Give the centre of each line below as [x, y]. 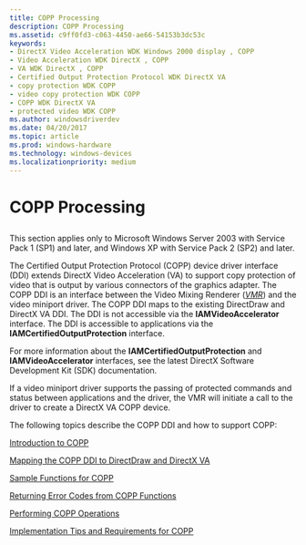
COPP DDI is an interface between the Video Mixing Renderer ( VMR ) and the [153, 295]
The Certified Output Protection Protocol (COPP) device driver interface [144, 266]
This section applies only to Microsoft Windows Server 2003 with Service [147, 239]
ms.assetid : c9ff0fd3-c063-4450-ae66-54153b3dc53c [107, 35]
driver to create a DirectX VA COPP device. [90, 407]
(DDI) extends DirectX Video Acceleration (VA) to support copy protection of [153, 275]
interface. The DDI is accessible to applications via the [112, 324]
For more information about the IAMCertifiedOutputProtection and [136, 351]
